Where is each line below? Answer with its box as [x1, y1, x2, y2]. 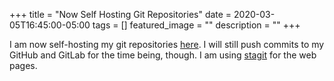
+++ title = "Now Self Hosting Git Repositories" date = [9, 9, 232, 20]
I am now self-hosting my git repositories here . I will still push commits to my [9, 39, 325, 50]
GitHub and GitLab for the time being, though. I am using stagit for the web [9, 49, 317, 61]
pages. [9, 60, 38, 71]
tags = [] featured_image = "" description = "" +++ [92, 19, 301, 31]
